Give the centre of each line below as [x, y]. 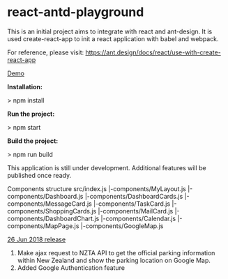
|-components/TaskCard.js [132, 204]
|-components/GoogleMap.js [122, 226]
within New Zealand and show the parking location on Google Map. [114, 260]
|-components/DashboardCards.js [134, 196]
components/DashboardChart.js [53, 218]
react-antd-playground [76, 12]
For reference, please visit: [46, 52]
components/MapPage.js [43, 226]
